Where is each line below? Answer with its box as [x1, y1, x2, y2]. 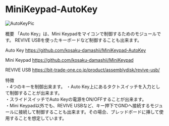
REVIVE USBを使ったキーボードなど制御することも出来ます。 [15, 37, 142, 43]
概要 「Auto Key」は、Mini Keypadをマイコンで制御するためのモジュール [5, 30, 157, 36]
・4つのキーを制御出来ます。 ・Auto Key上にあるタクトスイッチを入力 [5, 83, 151, 90]
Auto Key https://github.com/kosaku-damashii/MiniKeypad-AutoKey [5, 47, 146, 53]
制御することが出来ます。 [9, 90, 63, 96]
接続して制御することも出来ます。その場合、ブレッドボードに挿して [18, 109, 159, 115]
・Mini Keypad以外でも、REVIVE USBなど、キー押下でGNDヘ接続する [5, 102, 150, 108]
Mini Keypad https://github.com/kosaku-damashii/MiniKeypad [5, 57, 134, 63]
